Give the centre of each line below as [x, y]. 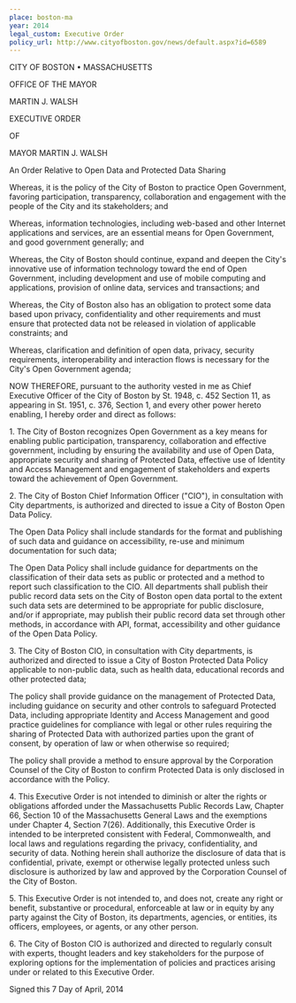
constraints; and [39, 333]
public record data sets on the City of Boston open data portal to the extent [146, 596]
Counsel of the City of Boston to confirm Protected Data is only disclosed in [147, 770]
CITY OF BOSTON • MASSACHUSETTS [81, 67]
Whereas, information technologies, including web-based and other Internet [148, 223]
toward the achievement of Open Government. [94, 478]
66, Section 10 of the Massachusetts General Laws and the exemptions [138, 815]
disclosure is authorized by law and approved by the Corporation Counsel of [148, 872]
